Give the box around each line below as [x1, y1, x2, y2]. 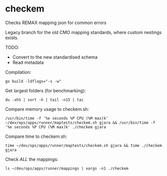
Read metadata [12, 59, 44, 65]
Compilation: [5, 69, 31, 75]
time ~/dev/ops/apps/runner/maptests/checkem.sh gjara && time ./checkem [5, 143, 162, 148]
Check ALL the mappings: [5, 156, 58, 162]
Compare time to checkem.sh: [5, 133, 67, 139]
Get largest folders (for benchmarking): [5, 87, 86, 93]
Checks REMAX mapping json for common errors [5, 20, 106, 26]
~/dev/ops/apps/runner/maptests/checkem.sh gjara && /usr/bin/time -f [5, 120, 155, 125]
